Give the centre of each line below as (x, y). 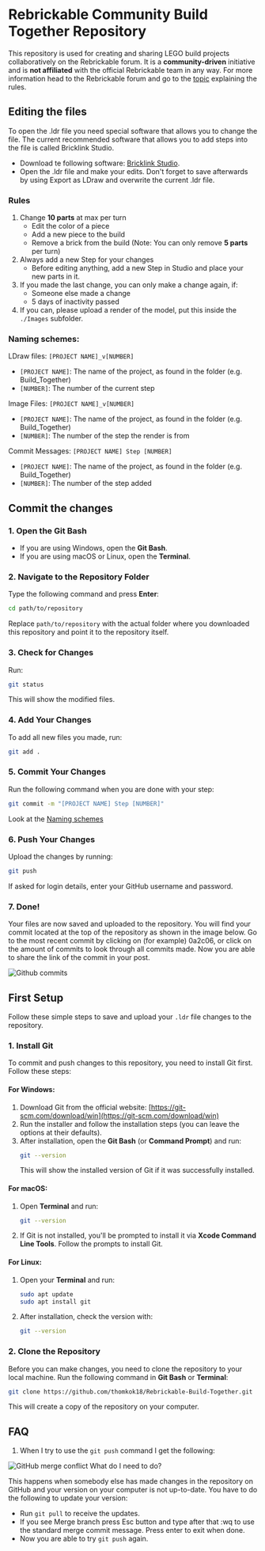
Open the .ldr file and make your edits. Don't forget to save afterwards (134, 171)
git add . (25, 752)
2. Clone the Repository (55, 1352)
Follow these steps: (40, 1071)
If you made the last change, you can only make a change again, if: (129, 285)
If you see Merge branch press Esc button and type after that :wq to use (137, 1522)
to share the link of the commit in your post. (79, 958)
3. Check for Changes (51, 653)
